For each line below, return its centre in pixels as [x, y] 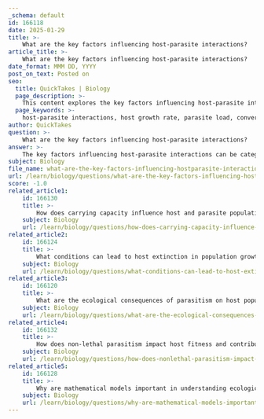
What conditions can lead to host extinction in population [137, 256]
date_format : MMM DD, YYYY [52, 67]
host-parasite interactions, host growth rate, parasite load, [128, 118]
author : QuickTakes [40, 125]
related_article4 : [38, 322]
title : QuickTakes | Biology [63, 88]
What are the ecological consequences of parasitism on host [139, 300]
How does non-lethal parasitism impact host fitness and [131, 344]
